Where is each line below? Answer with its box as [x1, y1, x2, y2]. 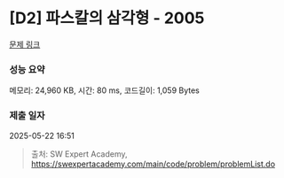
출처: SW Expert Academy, [30, 148, 128, 159]
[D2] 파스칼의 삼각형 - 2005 [9, 8, 205, 28]
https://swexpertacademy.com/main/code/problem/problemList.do [30, 159, 276, 169]
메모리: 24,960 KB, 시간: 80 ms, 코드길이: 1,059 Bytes [9, 85, 200, 96]
